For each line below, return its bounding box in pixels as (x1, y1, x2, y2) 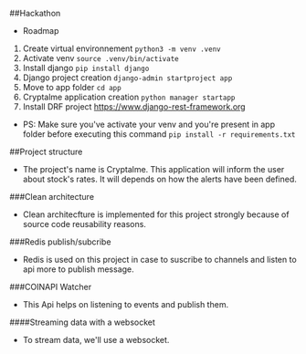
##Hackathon (9, 8, 61, 18)
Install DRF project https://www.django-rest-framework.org (22, 101, 246, 112)
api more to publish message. (22, 264, 134, 275)
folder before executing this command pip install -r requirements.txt (22, 129, 296, 140)
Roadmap (22, 26, 59, 36)
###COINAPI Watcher (9, 282, 92, 292)
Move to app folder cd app (22, 82, 121, 92)
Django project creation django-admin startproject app (22, 72, 233, 83)
